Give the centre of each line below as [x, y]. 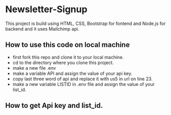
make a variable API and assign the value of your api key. [73, 73]
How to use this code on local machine [67, 45]
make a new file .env [34, 68]
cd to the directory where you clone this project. [63, 63]
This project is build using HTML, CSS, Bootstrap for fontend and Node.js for [85, 23]
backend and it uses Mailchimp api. [42, 28]
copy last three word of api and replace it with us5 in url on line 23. [82, 79]
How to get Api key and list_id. [54, 106]
